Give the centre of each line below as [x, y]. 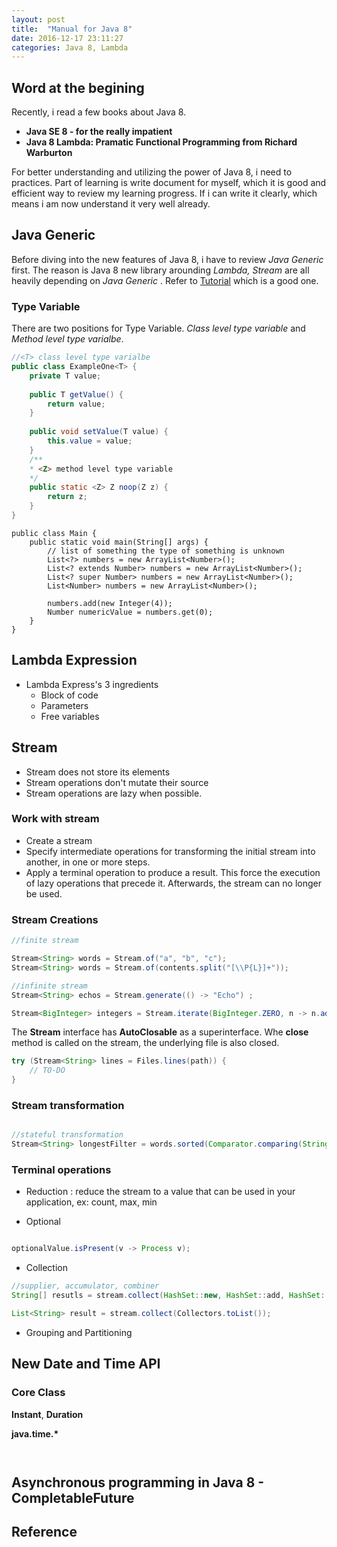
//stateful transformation [67, 1135]
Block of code [69, 695]
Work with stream [55, 819]
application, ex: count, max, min [91, 1202]
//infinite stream [49, 986]
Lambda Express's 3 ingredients [92, 684]
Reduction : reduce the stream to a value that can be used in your [160, 1192]
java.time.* [35, 1433]
